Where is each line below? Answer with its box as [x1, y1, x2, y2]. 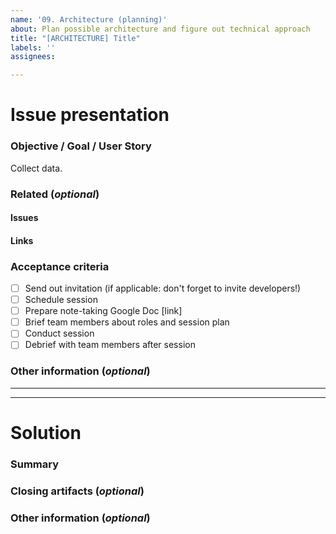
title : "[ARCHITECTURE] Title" [10, 33, 141, 43]
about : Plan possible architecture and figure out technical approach [10, 24, 311, 34]
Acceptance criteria [10, 259, 110, 273]
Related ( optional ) [10, 187, 100, 201]
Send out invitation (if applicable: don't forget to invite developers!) [24, 282, 302, 295]
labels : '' [10, 42, 56, 53]
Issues [10, 212, 39, 224]
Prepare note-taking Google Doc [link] [24, 305, 183, 317]
